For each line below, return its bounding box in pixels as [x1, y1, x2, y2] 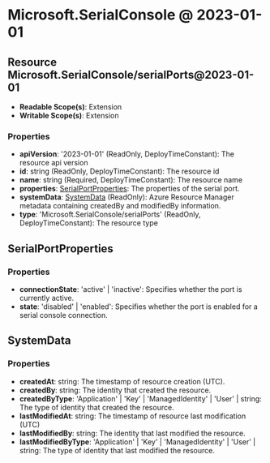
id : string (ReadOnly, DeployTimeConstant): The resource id [19, 166, 220, 176]
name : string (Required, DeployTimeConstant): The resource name [19, 175, 243, 185]
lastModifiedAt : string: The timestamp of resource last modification [19, 411, 246, 421]
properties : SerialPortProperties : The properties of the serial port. [19, 184, 240, 194]
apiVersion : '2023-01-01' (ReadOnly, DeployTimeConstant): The [19, 149, 235, 159]
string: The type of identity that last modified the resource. [19, 445, 216, 455]
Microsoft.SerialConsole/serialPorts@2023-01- [7, 67, 255, 82]
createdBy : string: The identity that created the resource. [19, 385, 212, 395]
